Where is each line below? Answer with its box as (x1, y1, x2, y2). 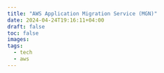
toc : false (7, 29, 39, 37)
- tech (13, 49, 33, 56)
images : (7, 36, 30, 43)
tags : (7, 42, 23, 49)
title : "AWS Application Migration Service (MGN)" (7, 10, 158, 17)
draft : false (7, 23, 45, 30)
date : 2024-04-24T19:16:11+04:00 (7, 17, 105, 24)
